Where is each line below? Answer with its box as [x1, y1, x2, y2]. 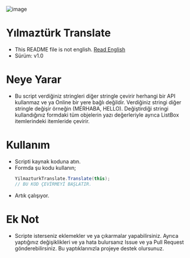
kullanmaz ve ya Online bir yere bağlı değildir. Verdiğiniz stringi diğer [14, 98, 182, 106]
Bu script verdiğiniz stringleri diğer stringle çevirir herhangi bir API [14, 92, 176, 99]
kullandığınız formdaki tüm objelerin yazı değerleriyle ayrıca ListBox [14, 111, 179, 118]
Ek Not [6, 212, 40, 226]
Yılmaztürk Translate [6, 27, 111, 40]
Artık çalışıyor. [14, 192, 50, 199]
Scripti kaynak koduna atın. [14, 157, 81, 165]
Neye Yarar [6, 73, 62, 86]
